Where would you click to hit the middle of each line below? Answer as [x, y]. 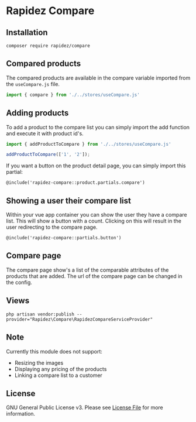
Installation [27, 32]
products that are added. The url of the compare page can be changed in [94, 276]
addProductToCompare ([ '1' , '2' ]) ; [48, 155]
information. [21, 414]
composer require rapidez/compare [48, 46]
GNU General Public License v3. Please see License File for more [85, 407]
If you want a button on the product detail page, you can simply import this [96, 166]
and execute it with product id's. [45, 133]
